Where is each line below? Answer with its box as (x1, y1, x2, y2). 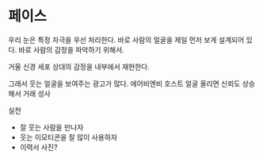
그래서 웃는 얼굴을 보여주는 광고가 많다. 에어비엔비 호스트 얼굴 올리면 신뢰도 (8, 79, 241, 88)
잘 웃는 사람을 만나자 (19, 122, 84, 132)
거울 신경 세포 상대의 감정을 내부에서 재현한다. (8, 61, 151, 72)
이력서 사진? (19, 142, 58, 152)
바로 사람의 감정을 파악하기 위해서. (18, 45, 124, 54)
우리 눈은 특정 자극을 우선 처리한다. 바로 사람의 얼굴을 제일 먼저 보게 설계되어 (8, 35, 245, 45)
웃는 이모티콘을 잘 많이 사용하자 (19, 132, 117, 142)
